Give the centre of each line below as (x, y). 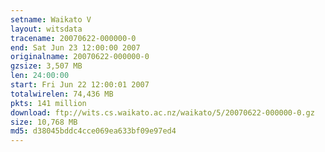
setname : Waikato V (51, 19)
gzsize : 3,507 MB (46, 66)
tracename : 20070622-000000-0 (73, 38)
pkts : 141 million (48, 103)
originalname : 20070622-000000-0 (80, 57)
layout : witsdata (46, 29)
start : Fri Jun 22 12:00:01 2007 (80, 85)
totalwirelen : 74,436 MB (62, 94)
